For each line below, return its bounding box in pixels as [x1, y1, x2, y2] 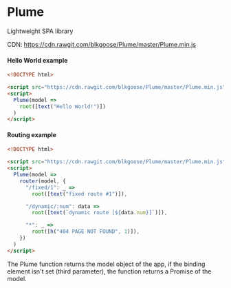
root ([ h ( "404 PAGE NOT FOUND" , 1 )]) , [32, 228, 140, 235]
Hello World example [7, 56, 68, 64]
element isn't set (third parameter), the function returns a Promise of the [7, 267, 212, 276]
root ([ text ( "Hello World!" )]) [19, 103, 107, 110]
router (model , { [19, 177, 67, 185]
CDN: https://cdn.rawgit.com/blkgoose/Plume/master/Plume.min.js [7, 40, 197, 48]
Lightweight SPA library [7, 27, 74, 35]
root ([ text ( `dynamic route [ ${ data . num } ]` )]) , [32, 209, 168, 216]
